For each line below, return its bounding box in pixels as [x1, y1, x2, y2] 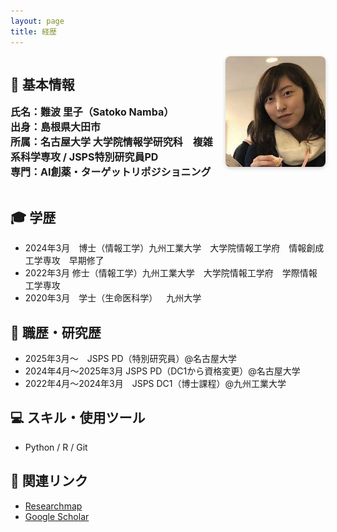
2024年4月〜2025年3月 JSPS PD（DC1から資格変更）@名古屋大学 [24, 365, 301, 377]
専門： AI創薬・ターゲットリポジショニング [10, 165, 212, 179]
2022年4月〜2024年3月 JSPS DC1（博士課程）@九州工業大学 [24, 377, 287, 389]
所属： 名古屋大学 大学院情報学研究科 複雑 [10, 135, 213, 149]
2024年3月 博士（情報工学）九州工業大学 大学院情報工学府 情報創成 [24, 242, 325, 254]
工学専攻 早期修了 [24, 255, 105, 267]
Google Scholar [24, 510, 90, 522]
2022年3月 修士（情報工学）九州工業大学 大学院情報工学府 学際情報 [24, 267, 318, 279]
